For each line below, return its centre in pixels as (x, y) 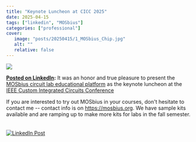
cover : (14, 34)
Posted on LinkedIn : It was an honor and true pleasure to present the (91, 78)
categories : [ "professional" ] (44, 28)
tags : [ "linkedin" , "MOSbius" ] (45, 22)
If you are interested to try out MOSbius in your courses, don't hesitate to (95, 101)
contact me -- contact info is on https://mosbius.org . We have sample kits (96, 108)
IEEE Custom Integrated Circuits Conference (60, 90)
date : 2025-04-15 (28, 17)
